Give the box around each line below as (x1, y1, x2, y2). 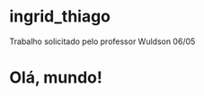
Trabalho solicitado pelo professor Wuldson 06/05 (9, 36, 196, 47)
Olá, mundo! (9, 67, 103, 88)
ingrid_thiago (9, 6, 111, 27)
